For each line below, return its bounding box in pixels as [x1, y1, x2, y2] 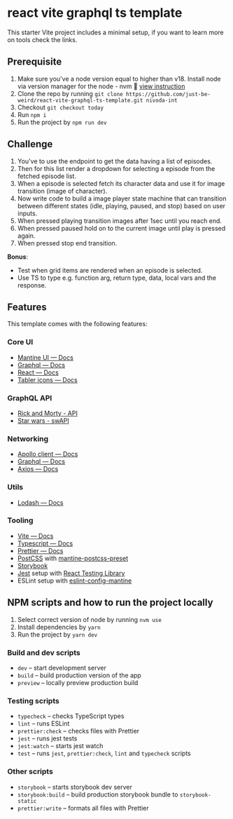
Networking [7, 433, 49, 443]
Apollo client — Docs [17, 450, 78, 459]
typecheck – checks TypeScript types [17, 712, 125, 720]
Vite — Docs [17, 532, 54, 540]
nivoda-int [146, 97, 178, 104]
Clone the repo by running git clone [17, 89, 124, 97]
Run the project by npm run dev [17, 118, 107, 126]
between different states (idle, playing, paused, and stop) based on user [17, 201, 226, 210]
